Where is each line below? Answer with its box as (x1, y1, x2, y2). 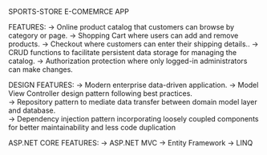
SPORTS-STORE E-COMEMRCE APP (8, 7, 130, 16)
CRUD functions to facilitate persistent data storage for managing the (8, 48, 237, 57)
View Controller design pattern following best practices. (8, 89, 192, 98)
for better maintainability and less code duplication (8, 123, 176, 132)
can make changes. (8, 65, 74, 74)
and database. (8, 105, 56, 115)
